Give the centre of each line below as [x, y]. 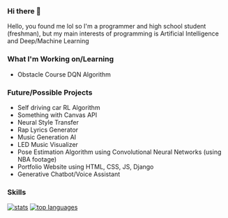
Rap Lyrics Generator [48, 130]
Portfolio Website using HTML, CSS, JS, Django [85, 166]
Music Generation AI [47, 137]
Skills [17, 192]
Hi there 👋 [24, 11]
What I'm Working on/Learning [61, 59]
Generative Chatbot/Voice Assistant [69, 174]
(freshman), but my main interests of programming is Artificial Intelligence [113, 33]
